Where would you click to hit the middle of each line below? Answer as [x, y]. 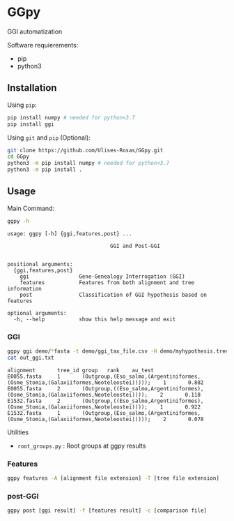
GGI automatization [35, 31]
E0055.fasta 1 [34, 376]
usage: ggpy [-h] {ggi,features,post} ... [70, 234]
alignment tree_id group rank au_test [81, 370]
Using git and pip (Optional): [49, 138]
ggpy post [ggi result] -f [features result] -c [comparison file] [107, 511]
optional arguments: [37, 313]
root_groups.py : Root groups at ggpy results [81, 446]
